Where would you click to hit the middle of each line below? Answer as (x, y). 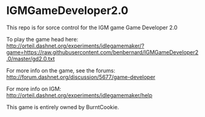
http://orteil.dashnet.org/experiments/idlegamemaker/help (79, 95)
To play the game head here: (42, 39)
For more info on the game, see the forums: (61, 70)
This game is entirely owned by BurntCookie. (63, 107)
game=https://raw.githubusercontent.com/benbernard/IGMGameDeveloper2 (103, 52)
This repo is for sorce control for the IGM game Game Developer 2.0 (92, 27)
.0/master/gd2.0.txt (31, 58)
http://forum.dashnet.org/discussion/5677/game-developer (81, 77)
